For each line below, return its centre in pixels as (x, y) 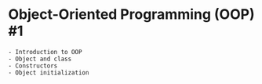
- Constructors (33, 66)
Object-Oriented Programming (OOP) (131, 15)
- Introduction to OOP (45, 52)
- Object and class (40, 59)
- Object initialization (49, 72)
